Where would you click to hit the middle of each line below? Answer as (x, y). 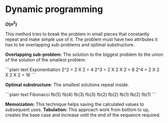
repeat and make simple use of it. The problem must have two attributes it (81, 39)
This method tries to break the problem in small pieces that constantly (77, 34)
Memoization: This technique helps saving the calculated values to (75, 104)
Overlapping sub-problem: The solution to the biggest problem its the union (84, 54)
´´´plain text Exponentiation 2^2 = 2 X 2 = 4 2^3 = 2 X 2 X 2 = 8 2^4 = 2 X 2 (82, 70)
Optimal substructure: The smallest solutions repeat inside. (67, 85)
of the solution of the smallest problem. (46, 59)
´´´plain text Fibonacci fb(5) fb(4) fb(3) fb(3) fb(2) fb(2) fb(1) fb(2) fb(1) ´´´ (81, 94)
